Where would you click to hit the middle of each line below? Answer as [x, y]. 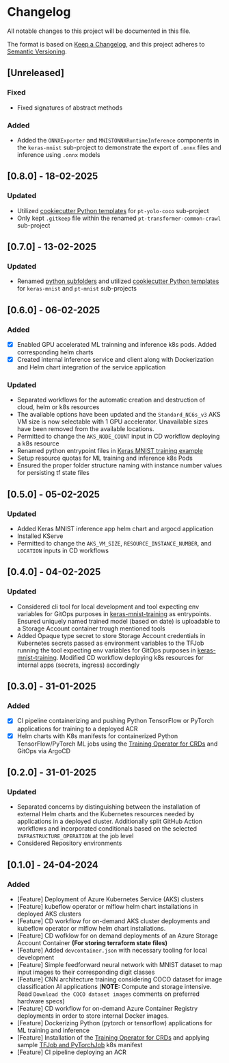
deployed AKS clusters [49, 914]
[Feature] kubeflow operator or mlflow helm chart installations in [107, 906]
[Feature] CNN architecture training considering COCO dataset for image [119, 979]
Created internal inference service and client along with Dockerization [115, 360]
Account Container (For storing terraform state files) [92, 942]
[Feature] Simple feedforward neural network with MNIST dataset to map [120, 964]
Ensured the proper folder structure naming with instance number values [119, 465]
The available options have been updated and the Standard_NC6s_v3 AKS [119, 415]
